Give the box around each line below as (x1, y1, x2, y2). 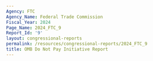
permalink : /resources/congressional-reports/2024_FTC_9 (6, 41, 148, 47)
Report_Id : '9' (6, 30, 43, 36)
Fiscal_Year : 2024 (6, 19, 51, 25)
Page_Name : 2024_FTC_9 (6, 24, 61, 31)
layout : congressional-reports (6, 35, 82, 41)
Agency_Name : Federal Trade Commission (6, 14, 103, 20)
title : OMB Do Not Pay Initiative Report (6, 46, 109, 52)
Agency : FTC (6, 8, 35, 15)
